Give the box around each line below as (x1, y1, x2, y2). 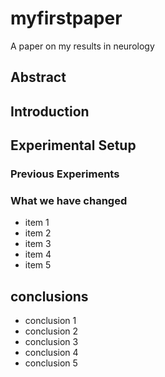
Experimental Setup (10, 137, 137, 154)
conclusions (10, 288, 89, 305)
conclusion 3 (24, 336, 79, 348)
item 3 (24, 238, 52, 250)
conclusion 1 (24, 315, 77, 327)
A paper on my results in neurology (10, 40, 155, 52)
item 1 (24, 217, 50, 229)
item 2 (24, 227, 52, 239)
